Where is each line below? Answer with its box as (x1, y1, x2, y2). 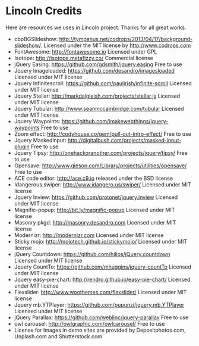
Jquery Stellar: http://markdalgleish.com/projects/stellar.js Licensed (14, 92, 181, 99)
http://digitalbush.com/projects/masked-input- (67, 136, 182, 144)
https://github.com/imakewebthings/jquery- (61, 117, 169, 124)
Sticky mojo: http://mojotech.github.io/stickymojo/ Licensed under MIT (14, 238, 188, 245)
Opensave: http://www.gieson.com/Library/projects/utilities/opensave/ (14, 162, 187, 169)
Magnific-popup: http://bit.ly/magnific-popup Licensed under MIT (14, 206, 175, 213)
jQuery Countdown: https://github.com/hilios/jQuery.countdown (14, 250, 170, 257)
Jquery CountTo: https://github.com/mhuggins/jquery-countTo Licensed (14, 263, 191, 270)
